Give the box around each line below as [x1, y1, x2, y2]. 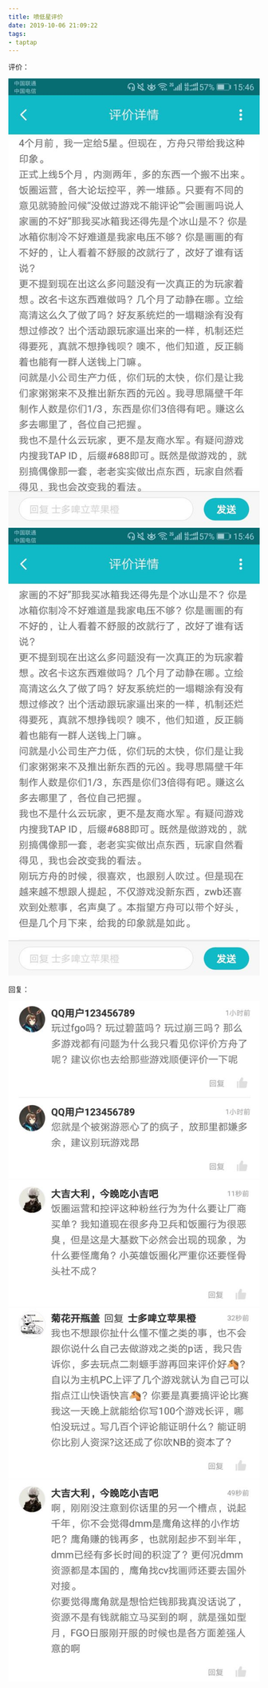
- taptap [8, 38, 37, 46]
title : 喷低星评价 [8, 13, 64, 21]
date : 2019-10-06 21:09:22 [8, 21, 98, 30]
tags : [8, 30, 26, 38]
